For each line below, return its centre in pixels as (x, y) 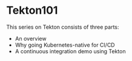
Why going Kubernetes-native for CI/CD (65, 45)
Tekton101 (32, 10)
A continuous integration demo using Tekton (70, 51)
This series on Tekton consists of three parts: (63, 27)
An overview (31, 38)
